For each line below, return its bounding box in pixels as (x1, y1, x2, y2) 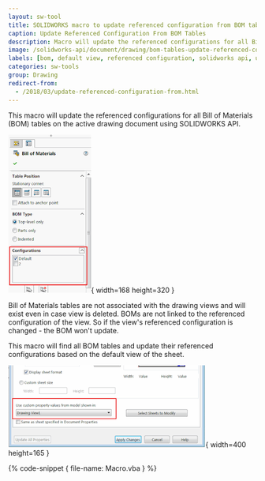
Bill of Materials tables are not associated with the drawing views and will (8, 300, 246, 310)
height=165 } (8, 448, 50, 457)
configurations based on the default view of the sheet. (8, 349, 185, 359)
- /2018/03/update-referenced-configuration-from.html (15, 88, 200, 96)
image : (8, 46, 30, 54)
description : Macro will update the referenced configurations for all (8, 38, 248, 46)
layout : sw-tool (8, 13, 62, 21)
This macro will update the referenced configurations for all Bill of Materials (8, 111, 253, 120)
